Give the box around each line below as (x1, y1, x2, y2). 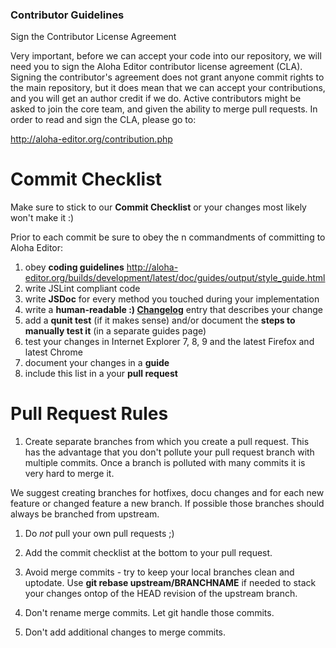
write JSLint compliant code (24, 283, 141, 295)
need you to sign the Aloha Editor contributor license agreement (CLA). (10, 61, 303, 73)
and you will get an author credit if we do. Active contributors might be (10, 93, 302, 105)
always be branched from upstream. (10, 508, 160, 520)
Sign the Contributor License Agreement (10, 31, 177, 43)
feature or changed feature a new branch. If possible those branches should (10, 498, 325, 510)
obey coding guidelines (24, 261, 125, 273)
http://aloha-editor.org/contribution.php (10, 133, 173, 145)
